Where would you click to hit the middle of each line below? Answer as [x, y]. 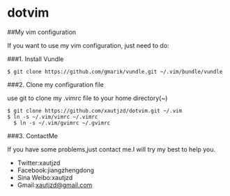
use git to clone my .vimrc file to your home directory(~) [87, 98]
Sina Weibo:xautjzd [45, 177]
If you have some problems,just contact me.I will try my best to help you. [112, 149]
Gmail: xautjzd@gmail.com [55, 185]
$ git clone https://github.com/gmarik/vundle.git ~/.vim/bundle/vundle [115, 72]
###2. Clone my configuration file [56, 84]
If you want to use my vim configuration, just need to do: [88, 45]
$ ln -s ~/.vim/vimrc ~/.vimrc [53, 117]
